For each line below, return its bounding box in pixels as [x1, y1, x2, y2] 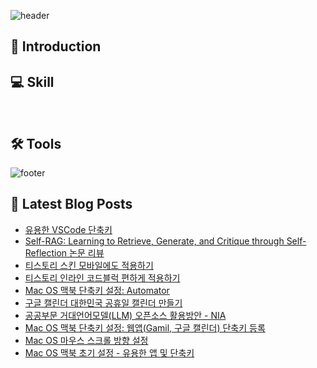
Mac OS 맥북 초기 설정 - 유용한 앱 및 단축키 [24, 346, 195, 359]
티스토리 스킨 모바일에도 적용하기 [24, 259, 154, 271]
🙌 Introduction [10, 38, 102, 55]
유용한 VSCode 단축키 [24, 223, 113, 235]
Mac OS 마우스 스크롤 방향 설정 [24, 334, 149, 346]
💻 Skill [10, 73, 55, 90]
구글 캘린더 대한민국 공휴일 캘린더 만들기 [24, 296, 183, 309]
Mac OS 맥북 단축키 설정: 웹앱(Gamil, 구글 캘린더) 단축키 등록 [24, 321, 266, 334]
